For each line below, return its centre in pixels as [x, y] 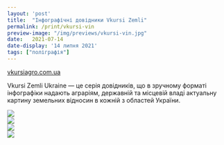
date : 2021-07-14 [35, 40]
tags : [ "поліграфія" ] [38, 53]
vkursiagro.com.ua [34, 72]
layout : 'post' [29, 14]
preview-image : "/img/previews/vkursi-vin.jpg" [77, 33]
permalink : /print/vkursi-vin [51, 26]
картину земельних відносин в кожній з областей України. [94, 100]
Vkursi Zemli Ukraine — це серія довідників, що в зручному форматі [107, 85]
